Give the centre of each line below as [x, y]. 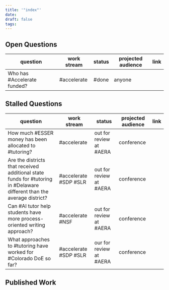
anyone [123, 80]
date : [11, 15]
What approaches [29, 239]
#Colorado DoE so [29, 258]
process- [32, 218]
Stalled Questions [34, 104]
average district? [28, 198]
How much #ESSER [31, 133]
